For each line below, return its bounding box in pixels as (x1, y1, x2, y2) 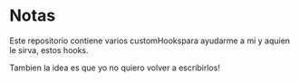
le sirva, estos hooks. (9, 44, 89, 55)
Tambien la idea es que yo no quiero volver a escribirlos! (9, 62, 220, 73)
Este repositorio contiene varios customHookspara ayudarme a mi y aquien (9, 35, 291, 46)
